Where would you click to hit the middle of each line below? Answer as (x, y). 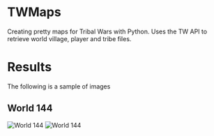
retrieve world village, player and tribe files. (69, 38)
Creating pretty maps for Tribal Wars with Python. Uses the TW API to (107, 31)
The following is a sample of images (59, 86)
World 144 (30, 108)
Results (30, 67)
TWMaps (34, 12)
